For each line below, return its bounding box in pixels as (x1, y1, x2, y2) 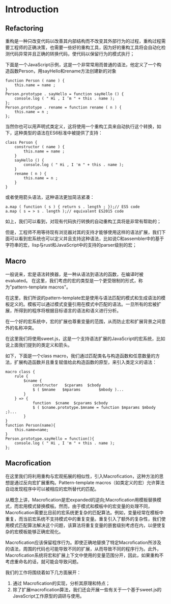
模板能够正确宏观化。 (18, 529, 64, 535)
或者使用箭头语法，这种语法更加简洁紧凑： (5, 194, 95, 200)
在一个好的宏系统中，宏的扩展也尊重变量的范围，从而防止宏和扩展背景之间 (5, 318, 161, 324)
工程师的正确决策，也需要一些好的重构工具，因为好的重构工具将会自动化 (9, 44, 161, 50)
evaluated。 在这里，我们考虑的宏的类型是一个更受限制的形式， (5, 277, 139, 283)
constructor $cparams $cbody (32, 382, 101, 388)
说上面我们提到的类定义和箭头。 (5, 342, 72, 348)
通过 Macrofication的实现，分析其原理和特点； (12, 580, 110, 586)
